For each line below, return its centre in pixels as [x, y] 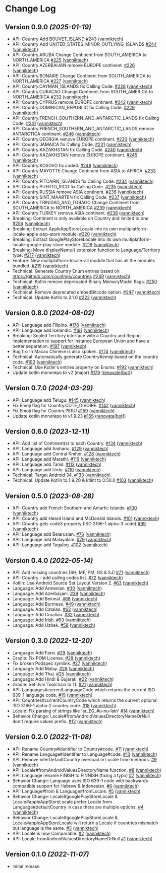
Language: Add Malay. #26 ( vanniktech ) [53, 668]
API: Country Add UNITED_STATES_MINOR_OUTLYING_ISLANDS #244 [84, 44]
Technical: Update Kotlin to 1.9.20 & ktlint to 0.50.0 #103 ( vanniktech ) [83, 480]
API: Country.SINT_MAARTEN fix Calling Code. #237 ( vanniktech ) [79, 197]
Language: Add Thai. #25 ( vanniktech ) [52, 674]
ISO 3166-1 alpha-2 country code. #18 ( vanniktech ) [64, 705]
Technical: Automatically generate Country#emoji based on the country [85, 357]
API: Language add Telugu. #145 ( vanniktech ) [59, 400]
